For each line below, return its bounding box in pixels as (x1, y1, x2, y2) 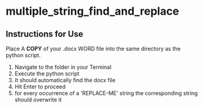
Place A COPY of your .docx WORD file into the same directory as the (5, 45, 181, 52)
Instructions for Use (5, 29, 84, 39)
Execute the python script (14, 70, 80, 77)
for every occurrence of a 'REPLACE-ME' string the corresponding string (14, 90, 198, 96)
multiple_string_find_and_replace (5, 4, 180, 18)
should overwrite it (14, 96, 62, 103)
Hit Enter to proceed (14, 83, 66, 90)
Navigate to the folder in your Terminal (14, 63, 112, 71)
